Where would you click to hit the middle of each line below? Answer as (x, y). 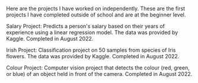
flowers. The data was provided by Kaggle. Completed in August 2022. (93, 56)
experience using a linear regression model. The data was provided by (92, 32)
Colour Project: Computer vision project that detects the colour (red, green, (98, 68)
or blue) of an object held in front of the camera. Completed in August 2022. (99, 74)
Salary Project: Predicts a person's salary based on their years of (85, 26)
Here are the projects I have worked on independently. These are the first (96, 9)
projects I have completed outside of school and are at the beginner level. (96, 15)
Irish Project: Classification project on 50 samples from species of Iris (91, 50)
